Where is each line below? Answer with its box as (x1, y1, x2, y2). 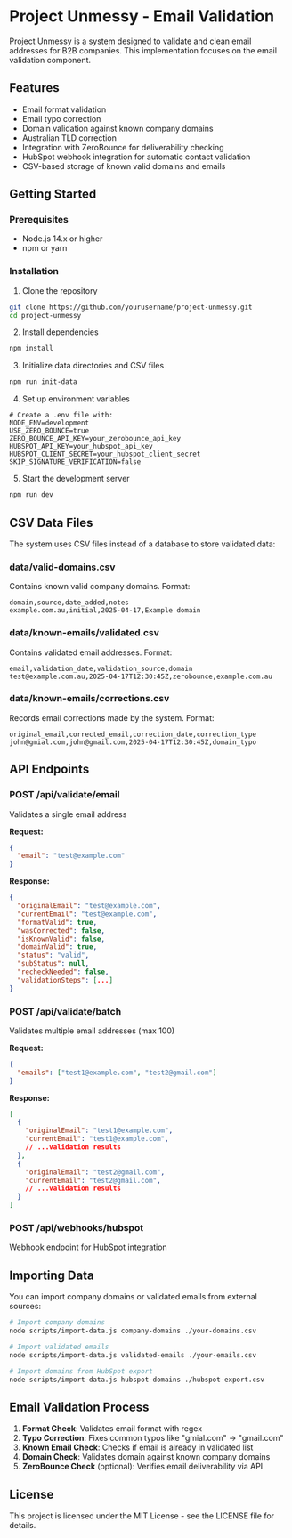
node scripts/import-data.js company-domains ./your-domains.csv (9, 1326, 256, 1336)
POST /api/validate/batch (9, 1005, 122, 1017)
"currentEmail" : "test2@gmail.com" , (25, 1176, 162, 1185)
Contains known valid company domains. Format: (9, 581, 191, 592)
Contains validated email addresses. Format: (9, 647, 173, 658)
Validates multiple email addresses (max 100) (9, 1025, 175, 1036)
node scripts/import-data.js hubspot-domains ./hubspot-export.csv (9, 1375, 265, 1384)
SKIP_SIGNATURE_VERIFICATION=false (9, 457, 142, 466)
